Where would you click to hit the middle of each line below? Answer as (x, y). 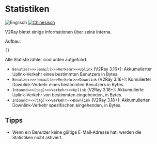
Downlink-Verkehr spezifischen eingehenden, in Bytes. (67, 105)
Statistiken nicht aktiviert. (37, 137)
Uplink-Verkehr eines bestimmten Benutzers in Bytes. (65, 74)
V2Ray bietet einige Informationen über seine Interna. (58, 32)
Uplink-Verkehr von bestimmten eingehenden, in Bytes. (67, 95)
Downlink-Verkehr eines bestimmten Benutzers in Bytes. (68, 84)
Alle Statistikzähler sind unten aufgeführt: (47, 59)
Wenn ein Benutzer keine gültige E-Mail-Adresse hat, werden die (77, 132)
